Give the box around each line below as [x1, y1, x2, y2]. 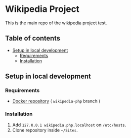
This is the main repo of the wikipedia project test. [5, 20, 107, 26]
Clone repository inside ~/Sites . [12, 127, 78, 133]
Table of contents [5, 34, 60, 43]
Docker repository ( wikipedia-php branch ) [12, 98, 100, 104]
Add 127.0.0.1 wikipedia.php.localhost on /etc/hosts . [12, 122, 126, 128]
